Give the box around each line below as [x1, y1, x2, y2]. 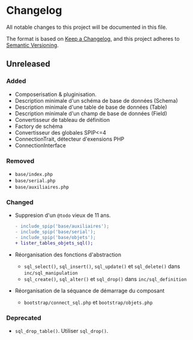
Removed [6, 157, 35, 165]
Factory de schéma [14, 123, 63, 130]
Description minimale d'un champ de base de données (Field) [14, 109, 168, 117]
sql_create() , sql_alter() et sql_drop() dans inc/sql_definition [23, 275, 187, 282]
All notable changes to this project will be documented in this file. [6, 23, 168, 31]
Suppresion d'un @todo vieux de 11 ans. [14, 211, 111, 219]
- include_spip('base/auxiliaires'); [14, 223, 110, 229]
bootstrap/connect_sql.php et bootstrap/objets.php [23, 299, 153, 306]
